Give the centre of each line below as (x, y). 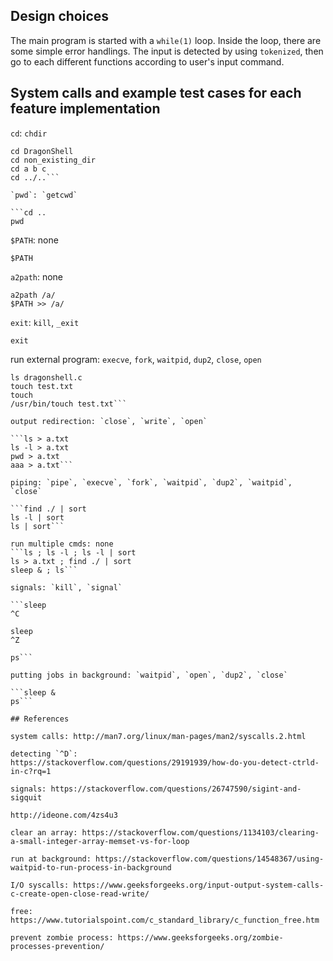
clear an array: (44, 832)
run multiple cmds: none (62, 544)
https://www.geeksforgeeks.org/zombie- (200, 937)
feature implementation (85, 109)
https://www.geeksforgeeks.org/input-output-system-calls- (199, 885)
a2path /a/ (33, 295)
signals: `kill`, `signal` (66, 587)
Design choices (60, 16)
